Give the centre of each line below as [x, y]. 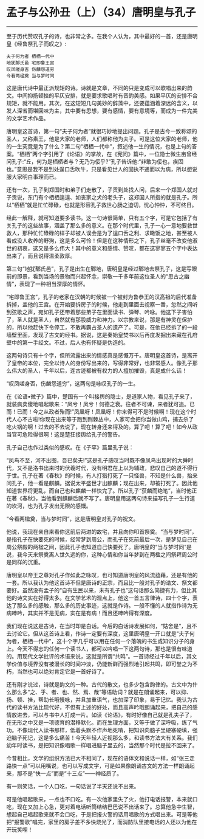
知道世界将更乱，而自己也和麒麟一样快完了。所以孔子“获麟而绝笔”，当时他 [99, 491]
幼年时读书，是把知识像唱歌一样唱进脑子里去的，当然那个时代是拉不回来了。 [102, 745]
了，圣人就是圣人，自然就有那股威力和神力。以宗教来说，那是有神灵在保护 [99, 319]
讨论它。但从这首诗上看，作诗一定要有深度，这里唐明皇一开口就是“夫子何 [103, 634]
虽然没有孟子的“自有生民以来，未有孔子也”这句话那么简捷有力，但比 [107, 590]
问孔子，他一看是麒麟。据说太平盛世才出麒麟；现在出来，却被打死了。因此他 [102, 483]
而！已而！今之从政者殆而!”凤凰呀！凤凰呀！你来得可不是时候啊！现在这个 [99, 412]
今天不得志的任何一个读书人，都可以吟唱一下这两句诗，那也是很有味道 [104, 649]
